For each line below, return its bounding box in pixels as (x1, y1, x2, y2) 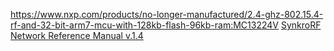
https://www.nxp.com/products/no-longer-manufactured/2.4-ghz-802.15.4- (10, 9, 324, 20)
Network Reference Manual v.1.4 (10, 30, 144, 41)
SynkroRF (280, 19, 322, 31)
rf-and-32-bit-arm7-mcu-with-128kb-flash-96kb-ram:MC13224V (10, 19, 279, 31)
